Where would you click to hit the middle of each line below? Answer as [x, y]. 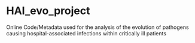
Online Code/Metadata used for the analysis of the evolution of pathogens [98, 27]
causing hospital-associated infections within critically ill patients [86, 33]
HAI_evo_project [48, 11]
